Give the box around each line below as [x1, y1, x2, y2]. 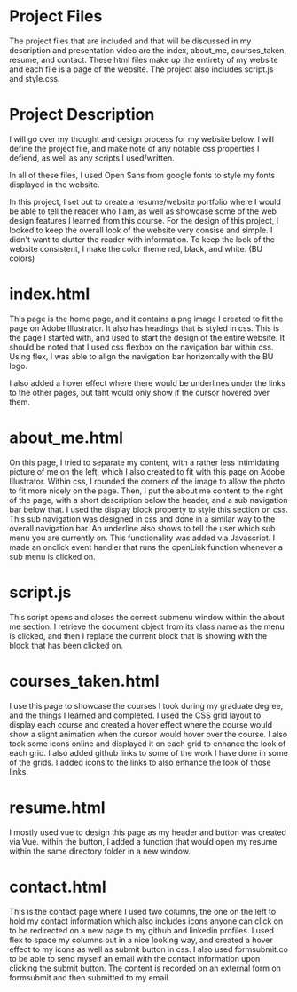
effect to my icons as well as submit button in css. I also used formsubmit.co [9, 943, 288, 955]
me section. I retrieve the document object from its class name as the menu [9, 621, 285, 632]
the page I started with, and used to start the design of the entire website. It [9, 332, 285, 342]
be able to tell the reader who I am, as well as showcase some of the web [9, 206, 277, 217]
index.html [9, 284, 90, 304]
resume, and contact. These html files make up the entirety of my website [9, 54, 278, 65]
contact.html [9, 877, 106, 897]
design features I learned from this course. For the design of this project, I [9, 215, 279, 225]
